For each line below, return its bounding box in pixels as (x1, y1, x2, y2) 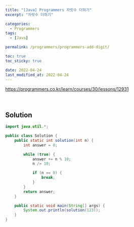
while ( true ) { (23, 152, 56, 157)
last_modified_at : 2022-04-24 (5, 72, 69, 78)
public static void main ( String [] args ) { (14, 203, 105, 208)
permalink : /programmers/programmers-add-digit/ (5, 45, 110, 50)
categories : (5, 21, 30, 26)
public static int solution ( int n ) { (14, 138, 94, 143)
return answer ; (23, 189, 56, 194)
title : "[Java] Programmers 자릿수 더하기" (5, 7, 92, 13)
